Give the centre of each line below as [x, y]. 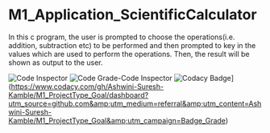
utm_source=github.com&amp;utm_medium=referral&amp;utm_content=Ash [135, 103]
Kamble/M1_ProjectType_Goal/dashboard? [79, 95]
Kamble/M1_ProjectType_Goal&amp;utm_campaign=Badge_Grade [117, 120]
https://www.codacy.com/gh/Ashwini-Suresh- [87, 87]
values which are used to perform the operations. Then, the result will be [129, 54]
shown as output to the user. [56, 62]
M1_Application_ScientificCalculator [133, 15]
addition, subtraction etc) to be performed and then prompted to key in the [132, 45]
